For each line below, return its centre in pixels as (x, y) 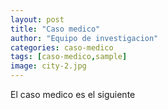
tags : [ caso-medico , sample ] (69, 57)
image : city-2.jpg (48, 66)
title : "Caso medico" (55, 29)
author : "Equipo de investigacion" (84, 38)
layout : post (37, 19)
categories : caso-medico (62, 47)
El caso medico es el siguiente (73, 94)
